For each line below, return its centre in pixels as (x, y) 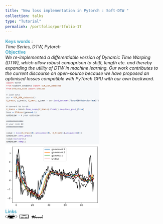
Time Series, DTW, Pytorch (33, 47)
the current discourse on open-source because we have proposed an (77, 73)
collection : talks (24, 16)
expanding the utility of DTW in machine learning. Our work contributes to (82, 68)
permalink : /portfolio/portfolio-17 (43, 27)
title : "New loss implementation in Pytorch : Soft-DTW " (67, 11)
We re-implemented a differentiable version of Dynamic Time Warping (78, 57)
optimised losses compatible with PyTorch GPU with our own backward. (80, 79)
